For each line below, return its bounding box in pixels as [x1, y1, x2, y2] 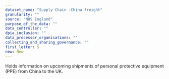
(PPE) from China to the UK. [5, 68, 63, 74]
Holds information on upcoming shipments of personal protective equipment [5, 63, 164, 69]
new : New [5, 49, 24, 54]
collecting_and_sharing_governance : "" [5, 40, 89, 45]
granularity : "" [5, 12, 39, 17]
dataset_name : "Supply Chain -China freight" [5, 7, 102, 12]
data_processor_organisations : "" [5, 35, 78, 40]
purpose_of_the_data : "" [5, 21, 58, 26]
